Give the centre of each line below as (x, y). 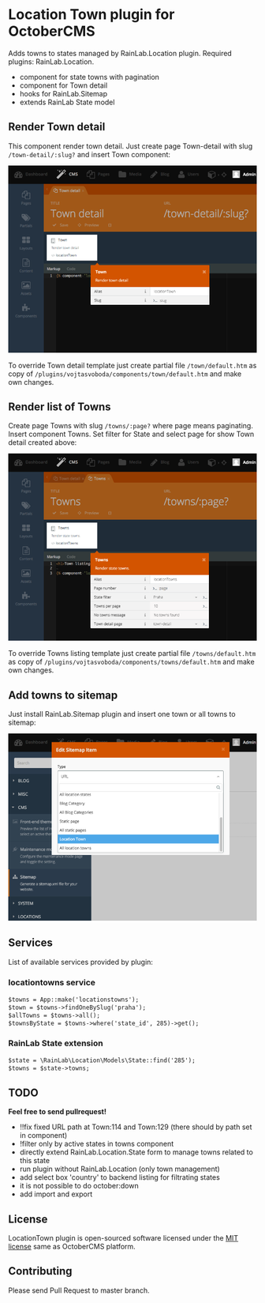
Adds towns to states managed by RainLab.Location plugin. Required (120, 53)
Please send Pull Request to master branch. (79, 1290)
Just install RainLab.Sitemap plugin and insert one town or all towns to (122, 714)
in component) (43, 1135)
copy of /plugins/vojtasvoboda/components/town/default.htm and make (125, 374)
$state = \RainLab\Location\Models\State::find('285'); (102, 1060)
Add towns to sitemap (63, 695)
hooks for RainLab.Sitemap (63, 93)
